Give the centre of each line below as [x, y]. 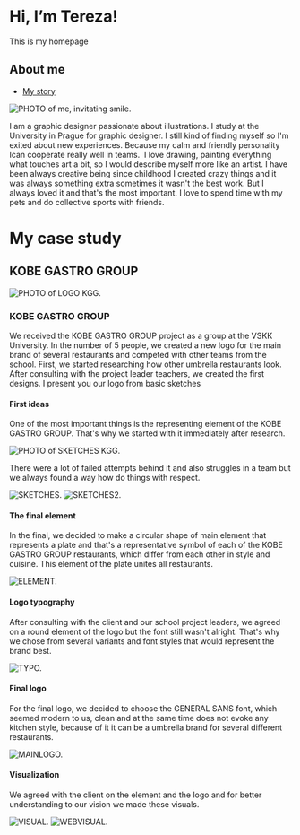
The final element [43, 515]
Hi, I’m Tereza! [64, 17]
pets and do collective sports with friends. [87, 202]
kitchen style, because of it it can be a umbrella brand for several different [146, 727]
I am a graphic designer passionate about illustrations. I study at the [134, 126]
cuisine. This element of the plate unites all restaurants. [111, 564]
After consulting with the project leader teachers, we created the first [137, 374]
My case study [66, 238]
